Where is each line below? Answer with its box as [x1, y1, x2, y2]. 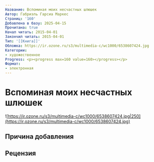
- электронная [5, 66, 34, 71]
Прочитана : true [5, 25, 38, 30]
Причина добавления [5, 132, 74, 141]
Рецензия [5, 149, 36, 157]
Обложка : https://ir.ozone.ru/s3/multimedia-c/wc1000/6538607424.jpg [5, 43, 150, 48]
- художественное [5, 52, 40, 57]
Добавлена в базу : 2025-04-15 [5, 20, 67, 26]
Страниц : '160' [5, 16, 36, 21]
